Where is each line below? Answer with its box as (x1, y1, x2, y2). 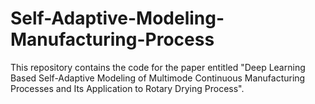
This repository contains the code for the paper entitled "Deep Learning (10, 61, 306, 73)
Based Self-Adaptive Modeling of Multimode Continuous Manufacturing (10, 72, 306, 84)
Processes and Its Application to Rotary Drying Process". (10, 82, 245, 94)
